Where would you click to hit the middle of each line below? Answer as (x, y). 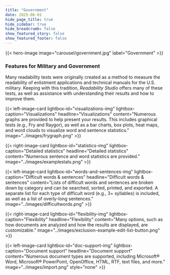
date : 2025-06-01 (24, 15)
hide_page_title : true (29, 19)
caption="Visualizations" (31, 114)
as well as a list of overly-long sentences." (49, 199)
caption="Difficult (24, 177)
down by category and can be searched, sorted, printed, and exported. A (82, 188)
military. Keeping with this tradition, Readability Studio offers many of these (84, 88)
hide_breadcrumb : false (30, 29)
